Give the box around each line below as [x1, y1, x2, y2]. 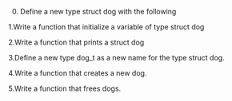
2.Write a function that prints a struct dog [8, 37, 145, 47]
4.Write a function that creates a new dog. [8, 68, 147, 78]
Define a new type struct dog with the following [19, 7, 177, 16]
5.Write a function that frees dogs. [8, 84, 122, 93]
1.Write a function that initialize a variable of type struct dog [8, 22, 205, 31]
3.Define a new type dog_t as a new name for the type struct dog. [8, 53, 226, 62]
